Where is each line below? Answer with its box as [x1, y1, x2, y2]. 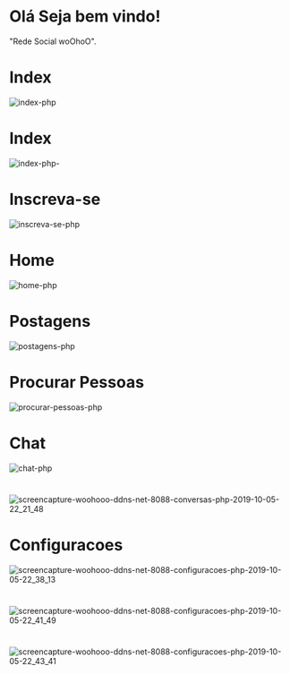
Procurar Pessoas [9, 371, 145, 392]
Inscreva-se [9, 190, 101, 209]
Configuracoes [9, 534, 124, 555]
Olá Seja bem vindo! [9, 6, 161, 27]
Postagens [9, 311, 91, 331]
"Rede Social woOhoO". [9, 36, 97, 47]
